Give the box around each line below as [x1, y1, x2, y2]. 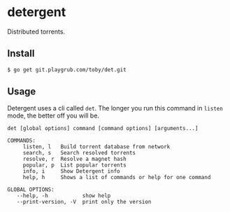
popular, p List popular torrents [22, 162, 127, 169]
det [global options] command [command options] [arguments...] [7, 125, 199, 132]
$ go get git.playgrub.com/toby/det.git [7, 66, 127, 73]
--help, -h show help [16, 192, 111, 199]
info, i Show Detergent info [22, 168, 120, 175]
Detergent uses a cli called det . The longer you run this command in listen [7, 104, 224, 113]
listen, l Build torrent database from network [22, 143, 171, 150]
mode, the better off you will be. [7, 111, 100, 120]
